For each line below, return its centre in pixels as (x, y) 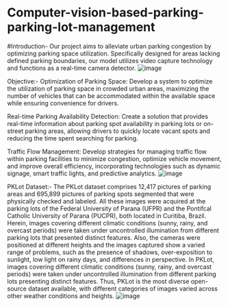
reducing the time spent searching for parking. (73, 138)
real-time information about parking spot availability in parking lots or (104, 123)
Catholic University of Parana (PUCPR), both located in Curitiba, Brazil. (107, 216)
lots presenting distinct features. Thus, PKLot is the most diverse (98, 281)
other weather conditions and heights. (61, 295)
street (15, 131)
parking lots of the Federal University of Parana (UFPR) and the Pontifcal (110, 208)
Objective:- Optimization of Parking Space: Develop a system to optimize (110, 81)
